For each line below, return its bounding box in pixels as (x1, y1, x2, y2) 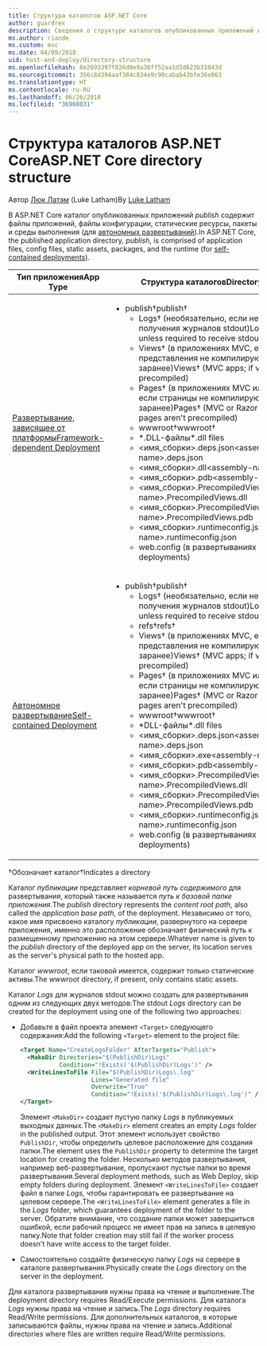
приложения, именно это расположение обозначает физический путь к (8, 925, 253, 935)
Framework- (56, 432, 105, 443)
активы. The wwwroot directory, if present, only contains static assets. (8, 974, 238, 984)
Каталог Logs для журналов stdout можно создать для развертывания (8, 990, 249, 1000)
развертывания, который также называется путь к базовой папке (8, 891, 233, 901)
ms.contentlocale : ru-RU (8, 85, 91, 94)
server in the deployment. (19, 1271, 105, 1282)
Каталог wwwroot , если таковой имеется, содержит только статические (8, 966, 254, 976)
